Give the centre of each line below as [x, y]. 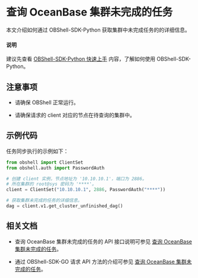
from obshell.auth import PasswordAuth [55, 168]
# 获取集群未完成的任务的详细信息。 [44, 201]
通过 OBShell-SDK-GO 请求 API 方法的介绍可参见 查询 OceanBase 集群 [100, 261]
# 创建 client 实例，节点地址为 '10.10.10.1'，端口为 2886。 [76, 179]
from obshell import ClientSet [45, 162]
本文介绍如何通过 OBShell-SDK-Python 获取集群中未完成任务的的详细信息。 [98, 30]
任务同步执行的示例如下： [37, 151]
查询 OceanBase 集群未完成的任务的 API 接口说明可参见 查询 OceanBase [103, 241]
